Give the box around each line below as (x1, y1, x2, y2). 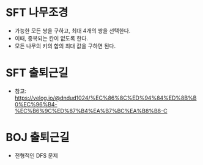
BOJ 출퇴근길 (6, 131, 70, 144)
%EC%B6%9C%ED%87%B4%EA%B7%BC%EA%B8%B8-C (14, 107, 168, 114)
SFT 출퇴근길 (6, 66, 68, 80)
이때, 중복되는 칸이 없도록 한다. (14, 34, 89, 42)
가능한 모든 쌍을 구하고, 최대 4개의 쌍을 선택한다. (14, 27, 131, 34)
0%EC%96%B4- (14, 100, 57, 108)
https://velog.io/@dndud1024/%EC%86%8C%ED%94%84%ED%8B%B (14, 94, 197, 101)
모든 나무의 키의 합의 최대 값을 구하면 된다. (14, 42, 116, 50)
